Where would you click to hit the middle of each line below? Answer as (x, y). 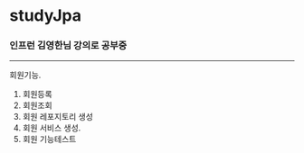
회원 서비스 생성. (52, 128)
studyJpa (45, 16)
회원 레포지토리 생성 (57, 117)
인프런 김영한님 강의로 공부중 (68, 46)
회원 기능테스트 (49, 139)
